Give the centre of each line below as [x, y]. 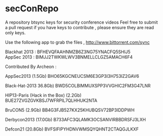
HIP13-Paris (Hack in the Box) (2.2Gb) [43, 95]
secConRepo [32, 9]
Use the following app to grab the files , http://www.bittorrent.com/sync [77, 42]
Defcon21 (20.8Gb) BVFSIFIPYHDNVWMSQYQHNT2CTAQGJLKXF [72, 129]
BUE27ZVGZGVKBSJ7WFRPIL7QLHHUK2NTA [51, 100]
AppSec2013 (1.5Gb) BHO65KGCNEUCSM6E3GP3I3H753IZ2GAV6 [72, 76]
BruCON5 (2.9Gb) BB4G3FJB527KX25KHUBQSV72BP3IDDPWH [70, 110]
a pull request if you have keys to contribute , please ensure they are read [80, 27]
